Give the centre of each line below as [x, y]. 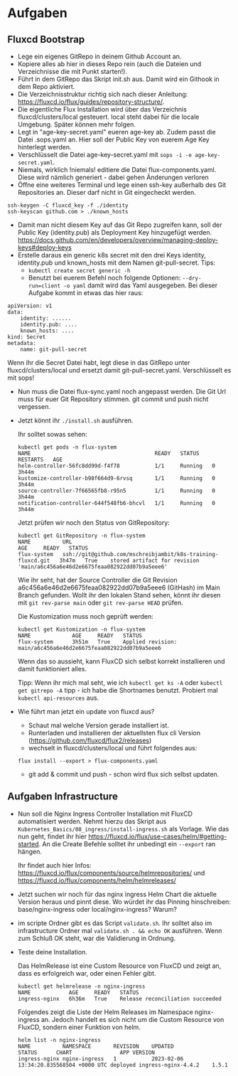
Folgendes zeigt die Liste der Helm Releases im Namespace [105, 1012]
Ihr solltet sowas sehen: [52, 434]
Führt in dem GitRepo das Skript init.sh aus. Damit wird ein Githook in [119, 79]
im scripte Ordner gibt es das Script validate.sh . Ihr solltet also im [115, 923]
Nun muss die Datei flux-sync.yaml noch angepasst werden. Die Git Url [121, 391]
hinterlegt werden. [44, 147]
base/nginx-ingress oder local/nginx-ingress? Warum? [97, 909]
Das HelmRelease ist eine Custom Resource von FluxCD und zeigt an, [119, 966]
